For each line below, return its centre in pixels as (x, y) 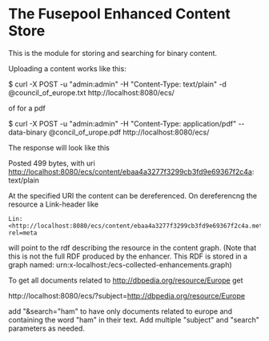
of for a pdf (27, 108)
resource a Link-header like (53, 204)
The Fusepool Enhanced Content (119, 14)
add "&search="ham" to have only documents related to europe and (120, 311)
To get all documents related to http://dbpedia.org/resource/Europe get (126, 280)
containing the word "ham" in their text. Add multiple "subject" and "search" (134, 319)
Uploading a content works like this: (67, 68)
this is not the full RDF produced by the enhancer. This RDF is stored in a (128, 256)
